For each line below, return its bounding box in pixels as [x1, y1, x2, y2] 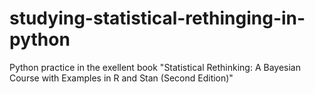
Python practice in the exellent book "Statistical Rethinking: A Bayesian [9, 61, 301, 73]
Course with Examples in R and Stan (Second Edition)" [9, 72, 234, 84]
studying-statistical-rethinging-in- [9, 7, 306, 30]
